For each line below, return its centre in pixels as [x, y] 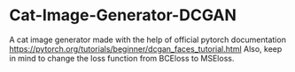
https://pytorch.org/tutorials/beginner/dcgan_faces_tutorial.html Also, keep [146, 48]
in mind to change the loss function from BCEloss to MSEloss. [122, 58]
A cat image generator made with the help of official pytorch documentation [147, 40]
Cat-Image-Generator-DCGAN [123, 15]
